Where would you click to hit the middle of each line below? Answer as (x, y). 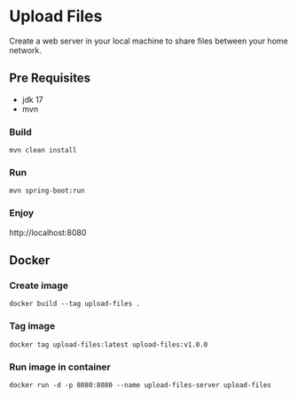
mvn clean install (43, 151)
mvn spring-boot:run (47, 191)
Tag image (32, 326)
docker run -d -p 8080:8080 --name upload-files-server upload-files (141, 385)
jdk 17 (32, 99)
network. (26, 50)
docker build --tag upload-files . (75, 304)
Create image (39, 285)
